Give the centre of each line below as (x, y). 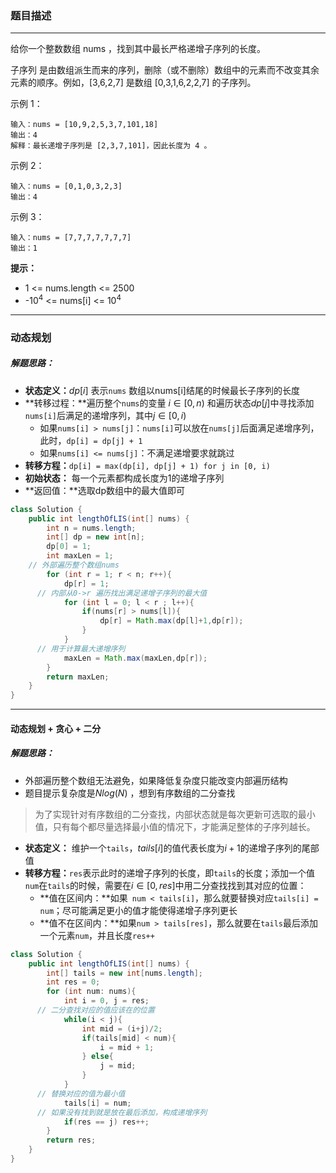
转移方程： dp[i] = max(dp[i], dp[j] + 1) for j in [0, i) (147, 465)
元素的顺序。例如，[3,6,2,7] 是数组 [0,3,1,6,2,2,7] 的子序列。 (133, 83)
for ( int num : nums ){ (91, 992)
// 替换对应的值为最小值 (81, 1093)
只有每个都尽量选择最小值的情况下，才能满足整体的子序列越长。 (184, 826)
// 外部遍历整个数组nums (74, 565)
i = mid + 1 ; (127, 1047)
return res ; (71, 1140)
